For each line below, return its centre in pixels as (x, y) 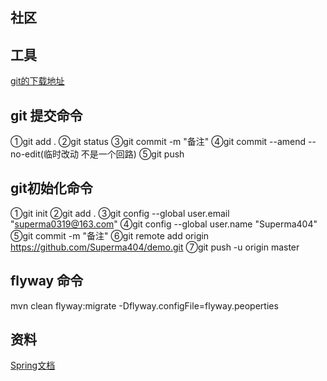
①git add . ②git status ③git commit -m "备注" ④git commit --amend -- (163, 142)
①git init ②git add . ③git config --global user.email (120, 213)
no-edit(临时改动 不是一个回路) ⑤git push (97, 154)
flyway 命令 (47, 281)
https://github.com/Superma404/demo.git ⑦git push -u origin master (155, 247)
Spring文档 (33, 365)
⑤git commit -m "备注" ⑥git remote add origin (110, 235)
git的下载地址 (37, 81)
